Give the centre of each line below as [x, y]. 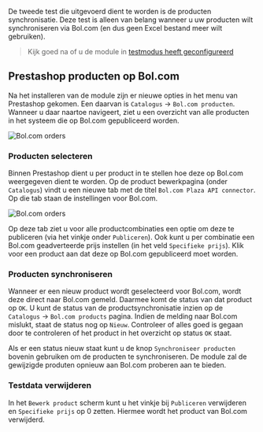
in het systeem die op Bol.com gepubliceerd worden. [94, 120]
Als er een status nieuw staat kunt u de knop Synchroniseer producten [122, 349]
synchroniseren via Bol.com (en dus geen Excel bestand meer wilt [115, 28]
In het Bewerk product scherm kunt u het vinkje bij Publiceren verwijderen [127, 402]
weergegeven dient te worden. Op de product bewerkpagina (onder [118, 182]
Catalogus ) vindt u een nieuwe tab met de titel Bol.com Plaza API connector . [132, 190]
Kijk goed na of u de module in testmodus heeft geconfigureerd [130, 52]
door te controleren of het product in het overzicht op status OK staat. [120, 333]
